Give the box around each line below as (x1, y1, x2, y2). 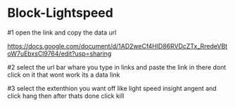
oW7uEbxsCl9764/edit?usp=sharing (7, 49, 112, 58)
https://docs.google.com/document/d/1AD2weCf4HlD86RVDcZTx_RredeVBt (7, 42, 228, 50)
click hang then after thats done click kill (7, 92, 125, 100)
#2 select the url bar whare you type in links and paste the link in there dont (7, 63, 227, 71)
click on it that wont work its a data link (7, 70, 120, 79)
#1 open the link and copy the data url (7, 28, 117, 37)
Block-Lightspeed (7, 5, 114, 21)
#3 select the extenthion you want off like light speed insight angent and (7, 84, 217, 92)
